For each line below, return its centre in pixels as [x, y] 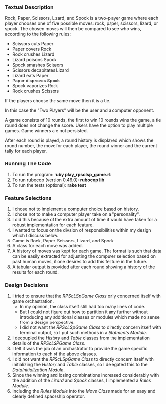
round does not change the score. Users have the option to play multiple [79, 125]
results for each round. [36, 272]
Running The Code [28, 164]
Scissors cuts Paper [33, 44]
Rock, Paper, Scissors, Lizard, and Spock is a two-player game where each [82, 18]
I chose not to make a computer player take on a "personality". [76, 214]
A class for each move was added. [48, 245]
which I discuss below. [35, 235]
